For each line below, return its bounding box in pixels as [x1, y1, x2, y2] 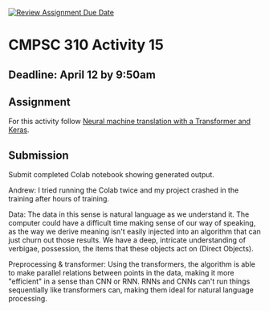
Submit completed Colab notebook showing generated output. [8, 170, 215, 180]
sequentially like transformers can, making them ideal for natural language [8, 285, 255, 295]
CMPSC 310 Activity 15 [8, 36, 165, 54]
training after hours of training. [8, 194, 110, 204]
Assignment [8, 95, 71, 109]
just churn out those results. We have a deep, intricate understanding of [8, 235, 247, 245]
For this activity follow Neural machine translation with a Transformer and [8, 117, 251, 126]
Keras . [8, 125, 30, 135]
